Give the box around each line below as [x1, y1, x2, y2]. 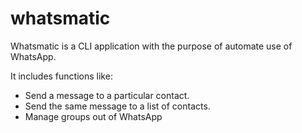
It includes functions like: [10, 70, 113, 82]
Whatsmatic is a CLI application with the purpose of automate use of [10, 40, 293, 52]
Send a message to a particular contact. [24, 89, 190, 101]
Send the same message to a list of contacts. [24, 100, 211, 112]
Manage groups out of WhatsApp [24, 110, 163, 122]
